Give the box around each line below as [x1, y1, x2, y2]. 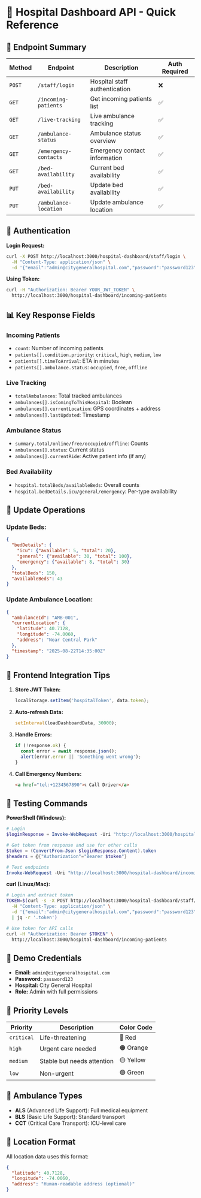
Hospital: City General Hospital [14, 982, 92, 989]
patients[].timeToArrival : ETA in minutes [14, 357, 120, 365]
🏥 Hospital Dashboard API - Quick [6, 5, 176, 19]
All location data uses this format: [6, 1152, 89, 1160]
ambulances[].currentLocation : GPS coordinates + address [14, 405, 161, 413]
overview [90, 137, 117, 145]
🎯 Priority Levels [6, 1006, 69, 1016]
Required [162, 67, 188, 76]
